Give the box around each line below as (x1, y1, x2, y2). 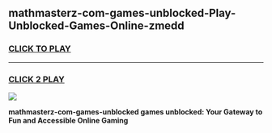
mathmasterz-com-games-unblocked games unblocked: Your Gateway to (8, 106, 263, 116)
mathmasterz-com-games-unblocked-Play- (8, 6, 236, 20)
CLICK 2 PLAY (8, 73, 65, 85)
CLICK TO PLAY (8, 44, 71, 55)
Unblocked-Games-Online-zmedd (8, 19, 185, 33)
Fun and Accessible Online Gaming (8, 115, 129, 125)
